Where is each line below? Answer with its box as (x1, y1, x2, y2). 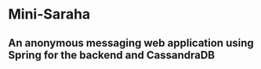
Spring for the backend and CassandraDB (8, 48, 216, 61)
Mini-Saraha (8, 5, 91, 23)
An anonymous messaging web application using (8, 36, 255, 50)
